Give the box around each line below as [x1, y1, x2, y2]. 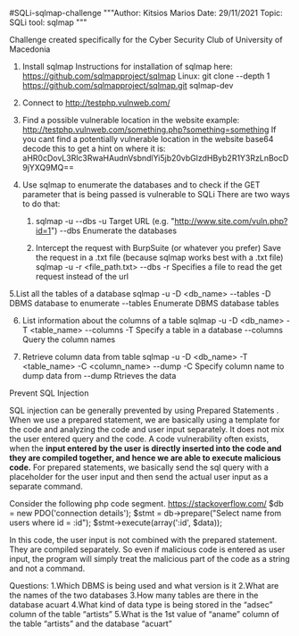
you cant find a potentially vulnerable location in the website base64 [21, 134, 274, 144]
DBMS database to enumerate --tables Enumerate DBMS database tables [9, 298, 279, 308]
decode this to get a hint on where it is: [21, 143, 166, 154]
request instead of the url [35, 272, 129, 281]
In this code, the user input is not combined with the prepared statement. [9, 535, 278, 545]
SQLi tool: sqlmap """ [9, 17, 87, 28]
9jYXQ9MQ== [21, 163, 74, 172]
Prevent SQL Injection [9, 388, 89, 398]
